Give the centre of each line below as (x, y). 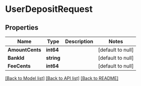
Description (79, 42)
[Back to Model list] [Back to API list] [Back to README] (62, 78)
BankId (16, 58)
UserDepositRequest (49, 9)
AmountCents (24, 50)
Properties (22, 28)
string (53, 58)
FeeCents (19, 66)
